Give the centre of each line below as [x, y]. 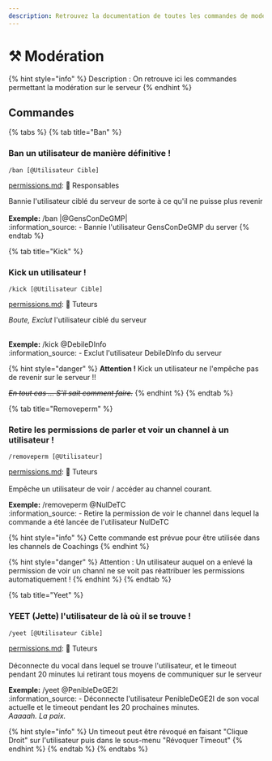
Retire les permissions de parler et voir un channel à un [119, 430]
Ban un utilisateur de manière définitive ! [90, 153]
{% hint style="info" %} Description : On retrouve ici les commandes [123, 79]
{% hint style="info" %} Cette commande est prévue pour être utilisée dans [134, 538]
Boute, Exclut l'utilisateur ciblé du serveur [78, 320]
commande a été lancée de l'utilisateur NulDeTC [89, 522]
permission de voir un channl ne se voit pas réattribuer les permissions [127, 571]
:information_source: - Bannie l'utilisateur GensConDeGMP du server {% [129, 227]
